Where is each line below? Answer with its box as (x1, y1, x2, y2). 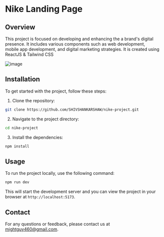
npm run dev (5, 180, 29, 185)
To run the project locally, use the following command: (5, 170, 115, 176)
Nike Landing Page (5, 3, 83, 15)
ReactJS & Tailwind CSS (5, 51, 54, 57)
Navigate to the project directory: (12, 116, 79, 122)
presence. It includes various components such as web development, (5, 41, 145, 47)
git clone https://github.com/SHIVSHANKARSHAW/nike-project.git (5, 107, 139, 112)
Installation (5, 75, 40, 84)
